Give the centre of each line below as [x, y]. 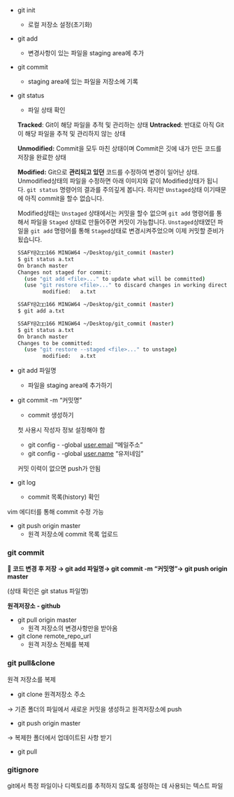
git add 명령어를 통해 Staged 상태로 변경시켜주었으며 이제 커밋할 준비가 [127, 231]
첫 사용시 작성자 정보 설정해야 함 [61, 430]
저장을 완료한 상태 [42, 157]
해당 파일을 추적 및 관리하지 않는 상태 [75, 133]
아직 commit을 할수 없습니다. [65, 198]
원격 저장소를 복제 [31, 679]
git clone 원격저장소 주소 [51, 694]
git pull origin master [47, 620]
